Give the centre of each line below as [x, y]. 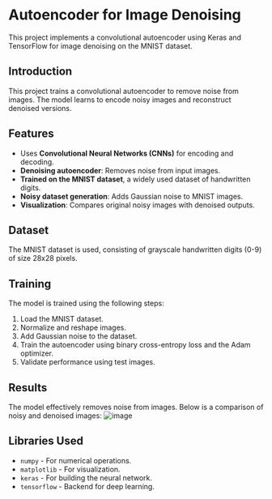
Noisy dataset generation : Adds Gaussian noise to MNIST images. [132, 196]
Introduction [40, 72]
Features [31, 134]
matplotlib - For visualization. [70, 469]
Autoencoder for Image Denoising [125, 15]
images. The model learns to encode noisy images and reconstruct [120, 100]
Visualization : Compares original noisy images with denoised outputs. [137, 205]
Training [30, 284]
